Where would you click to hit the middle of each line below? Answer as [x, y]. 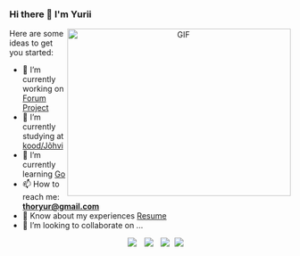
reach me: [41, 197]
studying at [43, 136]
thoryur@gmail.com [61, 206]
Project [35, 108]
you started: [31, 53]
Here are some [37, 34]
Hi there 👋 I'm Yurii [50, 14]
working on [43, 89]
